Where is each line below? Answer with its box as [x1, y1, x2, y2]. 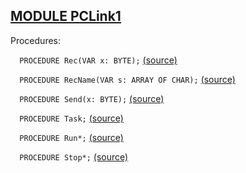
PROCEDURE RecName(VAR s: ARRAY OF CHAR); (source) [19, 73, 236, 85]
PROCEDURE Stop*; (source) [19, 150, 129, 163]
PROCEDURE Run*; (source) [19, 131, 124, 143]
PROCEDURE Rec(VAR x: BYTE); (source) [19, 54, 178, 66]
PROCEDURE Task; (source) [19, 112, 124, 124]
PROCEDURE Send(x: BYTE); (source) [19, 92, 165, 104]
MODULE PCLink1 [10, 8, 122, 25]
